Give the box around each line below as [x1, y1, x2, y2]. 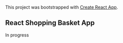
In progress [5, 32, 29, 38]
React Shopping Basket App [5, 18, 95, 27]
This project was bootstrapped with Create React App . [5, 4, 118, 10]
